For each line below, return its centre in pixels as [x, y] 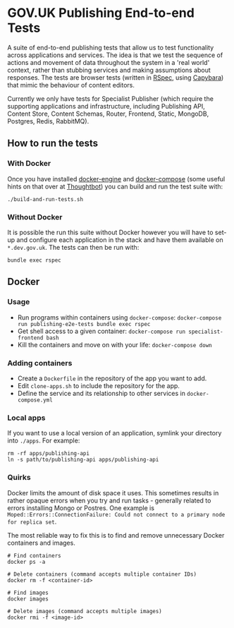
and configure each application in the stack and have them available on [120, 240]
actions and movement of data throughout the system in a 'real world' [109, 62]
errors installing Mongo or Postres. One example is [81, 508]
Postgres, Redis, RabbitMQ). [48, 121]
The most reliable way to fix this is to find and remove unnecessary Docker [116, 535]
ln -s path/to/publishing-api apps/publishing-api [83, 460]
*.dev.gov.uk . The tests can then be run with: [73, 247]
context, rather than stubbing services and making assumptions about [109, 70]
